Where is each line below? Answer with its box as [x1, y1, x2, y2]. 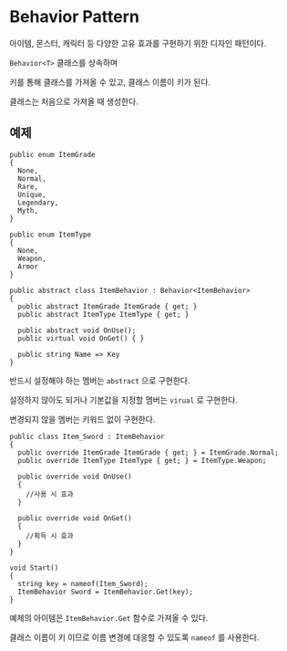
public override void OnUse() [17, 472, 132, 481]
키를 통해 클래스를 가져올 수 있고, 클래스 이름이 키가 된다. [9, 76, 211, 88]
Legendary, [17, 198, 59, 207]
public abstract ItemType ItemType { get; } [17, 310, 190, 319]
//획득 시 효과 [26, 531, 74, 541]
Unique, [17, 190, 47, 199]
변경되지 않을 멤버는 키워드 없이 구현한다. [9, 414, 156, 425]
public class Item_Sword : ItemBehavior [9, 432, 166, 441]
